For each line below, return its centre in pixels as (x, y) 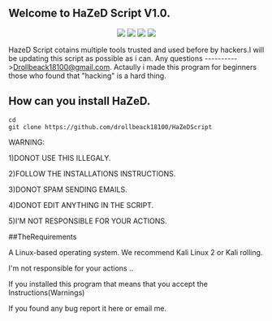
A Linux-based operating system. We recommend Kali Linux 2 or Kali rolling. (136, 252)
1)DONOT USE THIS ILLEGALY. (60, 158)
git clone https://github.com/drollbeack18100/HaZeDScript (110, 127)
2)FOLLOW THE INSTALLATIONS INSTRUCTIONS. (92, 173)
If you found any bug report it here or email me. (88, 308)
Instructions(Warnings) (47, 293)
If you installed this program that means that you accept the (108, 284)
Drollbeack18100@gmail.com (62, 67)
